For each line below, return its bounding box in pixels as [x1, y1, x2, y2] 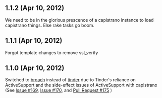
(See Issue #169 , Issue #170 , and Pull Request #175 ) [5, 87, 112, 93]
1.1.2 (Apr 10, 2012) [5, 4, 64, 12]
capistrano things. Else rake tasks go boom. [5, 22, 95, 28]
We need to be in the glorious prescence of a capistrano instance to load [5, 17, 154, 23]
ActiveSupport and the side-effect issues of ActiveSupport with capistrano [5, 82, 158, 88]
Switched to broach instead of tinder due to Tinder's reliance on [5, 77, 136, 83]
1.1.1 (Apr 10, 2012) [5, 36, 63, 45]
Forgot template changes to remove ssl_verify [5, 49, 98, 56]
